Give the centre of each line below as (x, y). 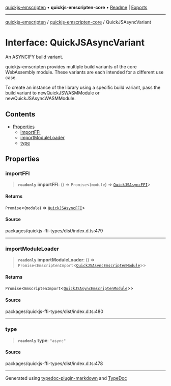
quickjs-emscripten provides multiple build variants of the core (71, 66)
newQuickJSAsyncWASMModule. (40, 98)
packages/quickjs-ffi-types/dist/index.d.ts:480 (54, 311)
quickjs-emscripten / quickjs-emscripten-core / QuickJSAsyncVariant (78, 22)
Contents (20, 114)
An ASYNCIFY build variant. (34, 57)
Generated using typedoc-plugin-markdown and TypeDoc (66, 378)
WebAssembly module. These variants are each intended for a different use (84, 72)
